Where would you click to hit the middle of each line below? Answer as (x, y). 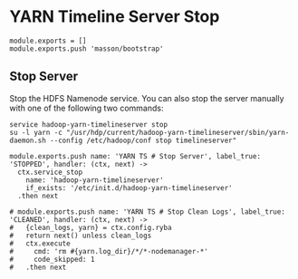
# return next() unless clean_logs (81, 236)
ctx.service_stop (50, 172)
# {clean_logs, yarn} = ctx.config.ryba (91, 227)
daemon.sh (28, 140)
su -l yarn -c (36, 132)
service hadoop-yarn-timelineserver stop (89, 124)
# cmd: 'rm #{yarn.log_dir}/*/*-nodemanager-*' (109, 251)
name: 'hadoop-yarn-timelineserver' (95, 180)
